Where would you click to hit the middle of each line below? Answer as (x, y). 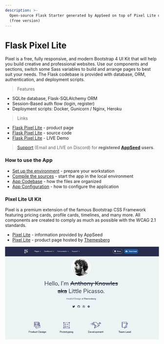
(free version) (25, 20)
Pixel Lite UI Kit (23, 199)
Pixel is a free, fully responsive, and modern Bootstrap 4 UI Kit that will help (81, 59)
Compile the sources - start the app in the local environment (73, 176)
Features (26, 89)
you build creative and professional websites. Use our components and (77, 64)
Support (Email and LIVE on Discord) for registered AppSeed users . (86, 148)
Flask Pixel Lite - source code (42, 133)
